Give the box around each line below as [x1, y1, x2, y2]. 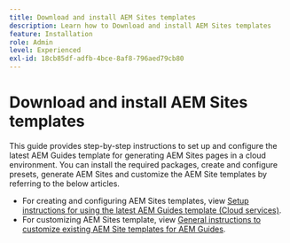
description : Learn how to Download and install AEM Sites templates [9, 21, 272, 30]
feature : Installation [9, 29, 93, 38]
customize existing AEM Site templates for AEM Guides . [21, 223, 226, 234]
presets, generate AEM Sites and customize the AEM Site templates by [9, 169, 268, 179]
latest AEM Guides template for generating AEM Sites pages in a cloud [9, 150, 266, 161]
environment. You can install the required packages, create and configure [9, 159, 278, 169]
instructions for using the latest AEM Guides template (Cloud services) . [21, 205, 282, 216]
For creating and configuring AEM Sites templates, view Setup [21, 195, 250, 206]
